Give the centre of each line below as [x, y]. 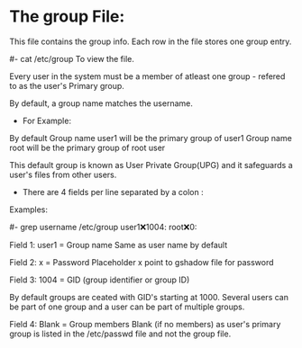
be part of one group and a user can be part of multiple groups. [127, 307]
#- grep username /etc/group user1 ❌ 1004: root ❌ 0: [103, 227]
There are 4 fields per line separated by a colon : [113, 192]
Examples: [28, 210]
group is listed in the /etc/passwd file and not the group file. [120, 334]
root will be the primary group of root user [87, 147]
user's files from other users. [63, 174]
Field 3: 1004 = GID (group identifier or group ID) [100, 280]
